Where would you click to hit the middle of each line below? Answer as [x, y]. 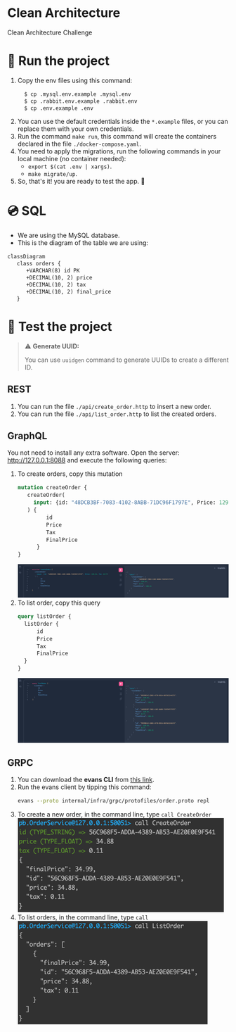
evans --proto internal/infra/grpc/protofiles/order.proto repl [113, 801]
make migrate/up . [53, 173]
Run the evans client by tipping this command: [84, 787]
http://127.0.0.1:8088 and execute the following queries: [87, 460]
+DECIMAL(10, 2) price [59, 277]
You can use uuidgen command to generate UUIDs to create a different [126, 360]
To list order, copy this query [59, 603]
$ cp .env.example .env [59, 108]
